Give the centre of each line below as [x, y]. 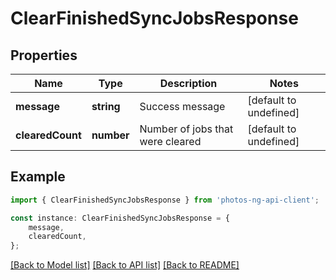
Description [188, 83]
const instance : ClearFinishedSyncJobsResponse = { [120, 218]
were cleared [170, 141]
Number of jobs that [186, 129]
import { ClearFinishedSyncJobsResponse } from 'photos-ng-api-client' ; [165, 200]
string [106, 106]
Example [38, 177]
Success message [182, 106]
